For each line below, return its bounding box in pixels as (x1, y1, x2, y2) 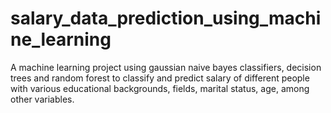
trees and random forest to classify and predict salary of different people (10, 72, 310, 84)
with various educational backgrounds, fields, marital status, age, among (10, 82, 310, 94)
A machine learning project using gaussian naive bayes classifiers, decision (10, 61, 322, 73)
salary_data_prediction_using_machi (10, 7, 322, 30)
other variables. (10, 93, 75, 105)
